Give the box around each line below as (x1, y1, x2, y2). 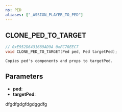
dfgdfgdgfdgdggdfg (5, 101, 47, 107)
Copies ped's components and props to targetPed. (5, 59, 113, 64)
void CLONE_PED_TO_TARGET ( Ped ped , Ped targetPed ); (5, 49, 117, 54)
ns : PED (5, 7, 22, 13)
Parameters (5, 72, 43, 81)
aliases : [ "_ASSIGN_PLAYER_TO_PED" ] (5, 12, 83, 17)
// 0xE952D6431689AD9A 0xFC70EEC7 (5, 44, 79, 50)
